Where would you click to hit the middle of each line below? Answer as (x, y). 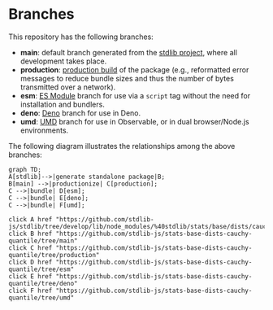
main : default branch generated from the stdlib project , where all (129, 52)
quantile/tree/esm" (41, 269)
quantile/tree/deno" (43, 283)
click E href (30, 276)
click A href (30, 219)
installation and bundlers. (63, 104)
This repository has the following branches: (81, 37)
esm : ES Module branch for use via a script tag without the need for (135, 95)
